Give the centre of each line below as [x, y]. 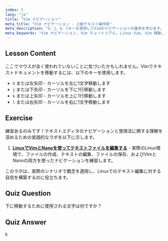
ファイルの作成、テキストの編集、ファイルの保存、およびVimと [91, 154]
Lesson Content [31, 53]
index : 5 [14, 10]
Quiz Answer [26, 222]
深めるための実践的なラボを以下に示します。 [51, 137]
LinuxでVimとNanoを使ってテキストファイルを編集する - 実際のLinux [84, 148]
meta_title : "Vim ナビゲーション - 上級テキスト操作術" [59, 24]
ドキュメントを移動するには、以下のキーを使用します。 [71, 72]
